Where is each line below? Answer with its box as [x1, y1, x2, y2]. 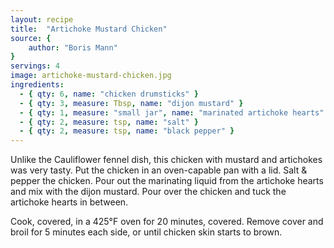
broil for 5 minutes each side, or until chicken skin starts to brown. [10, 226, 283, 238]
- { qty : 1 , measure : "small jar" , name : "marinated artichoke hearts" [19, 107, 325, 118]
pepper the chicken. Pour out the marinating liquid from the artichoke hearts [10, 175, 324, 187]
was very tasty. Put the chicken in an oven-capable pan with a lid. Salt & [10, 164, 308, 176]
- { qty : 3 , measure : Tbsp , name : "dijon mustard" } [19, 98, 244, 108]
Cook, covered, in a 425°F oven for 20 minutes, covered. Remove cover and [10, 216, 324, 228]
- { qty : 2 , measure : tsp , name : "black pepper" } [19, 126, 235, 136]
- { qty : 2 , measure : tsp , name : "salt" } [19, 117, 199, 127]
